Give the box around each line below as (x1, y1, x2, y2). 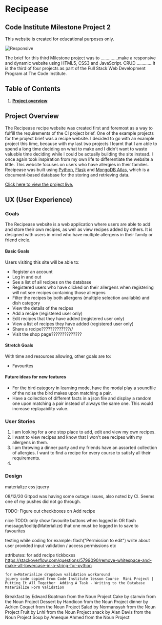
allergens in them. (12, 440, 48, 446)
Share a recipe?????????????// (12, 326, 73, 332)
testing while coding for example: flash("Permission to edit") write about (5, 537, 150, 543)
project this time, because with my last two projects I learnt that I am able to (5, 141, 158, 147)
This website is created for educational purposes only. (5, 36, 115, 42)
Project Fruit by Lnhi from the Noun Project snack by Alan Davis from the (5, 609, 151, 615)
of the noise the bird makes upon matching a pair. (12, 390, 112, 396)
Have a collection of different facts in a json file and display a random (12, 395, 152, 401)
